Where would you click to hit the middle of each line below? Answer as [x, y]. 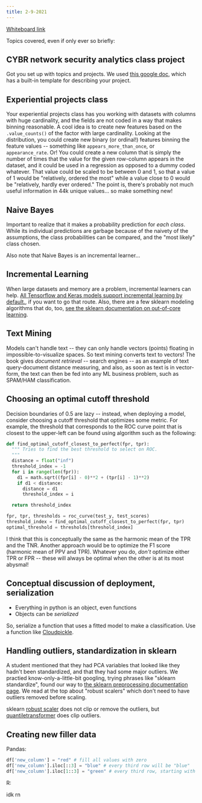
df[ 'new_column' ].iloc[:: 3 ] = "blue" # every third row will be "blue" [98, 766]
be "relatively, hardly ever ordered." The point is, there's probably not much [100, 185]
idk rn [14, 795]
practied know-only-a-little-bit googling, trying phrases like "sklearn [91, 678]
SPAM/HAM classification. [39, 380]
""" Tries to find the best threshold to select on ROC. [85, 449]
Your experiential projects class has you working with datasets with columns [101, 114]
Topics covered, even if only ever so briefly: [61, 40]
